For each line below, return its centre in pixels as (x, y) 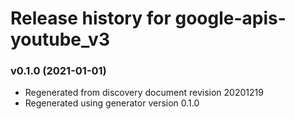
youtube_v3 (60, 39)
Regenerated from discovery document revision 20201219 (144, 93)
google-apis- (230, 18)
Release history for (91, 18)
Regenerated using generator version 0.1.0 (112, 103)
